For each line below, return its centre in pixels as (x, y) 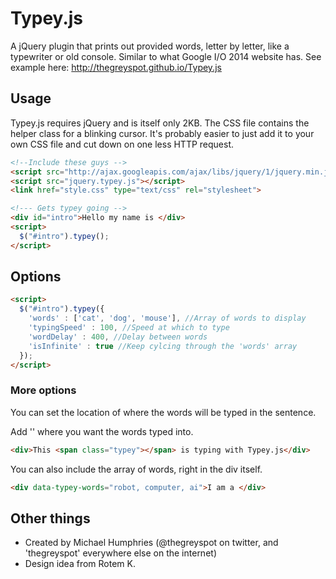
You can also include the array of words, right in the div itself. (136, 469)
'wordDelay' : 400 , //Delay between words (118, 337)
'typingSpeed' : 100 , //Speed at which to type (129, 328)
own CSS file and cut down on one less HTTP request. (122, 144)
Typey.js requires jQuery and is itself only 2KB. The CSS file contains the (160, 123)
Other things (50, 518)
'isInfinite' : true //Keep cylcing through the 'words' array (163, 346)
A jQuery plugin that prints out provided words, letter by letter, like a (150, 46)
